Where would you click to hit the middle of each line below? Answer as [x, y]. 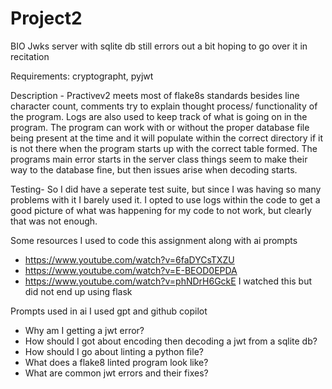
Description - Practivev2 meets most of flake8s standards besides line [155, 95]
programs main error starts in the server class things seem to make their [159, 159]
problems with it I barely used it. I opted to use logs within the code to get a [165, 199]
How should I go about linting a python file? [114, 351]
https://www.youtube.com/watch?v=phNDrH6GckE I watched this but [168, 281]
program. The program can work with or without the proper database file [160, 127]
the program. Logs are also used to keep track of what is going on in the [159, 116]
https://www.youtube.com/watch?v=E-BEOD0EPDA [131, 270]
